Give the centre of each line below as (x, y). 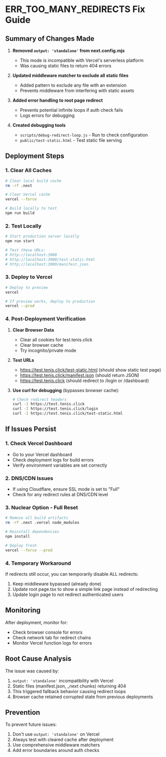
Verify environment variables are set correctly (60, 465)
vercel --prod (20, 306)
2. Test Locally (23, 226)
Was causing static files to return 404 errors (66, 66)
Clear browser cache (42, 345)
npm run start (20, 241)
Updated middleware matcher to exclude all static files (70, 75)
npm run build (20, 213)
